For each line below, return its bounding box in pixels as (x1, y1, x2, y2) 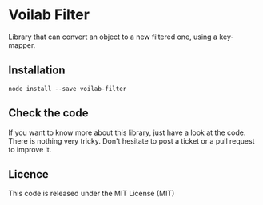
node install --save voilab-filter (8, 85, 127, 93)
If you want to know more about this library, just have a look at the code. (8, 128, 246, 137)
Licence (8, 168, 50, 181)
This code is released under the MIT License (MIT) (8, 189, 175, 199)
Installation (8, 64, 66, 77)
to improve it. (8, 144, 52, 154)
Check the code (8, 106, 89, 120)
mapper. (8, 40, 36, 49)
